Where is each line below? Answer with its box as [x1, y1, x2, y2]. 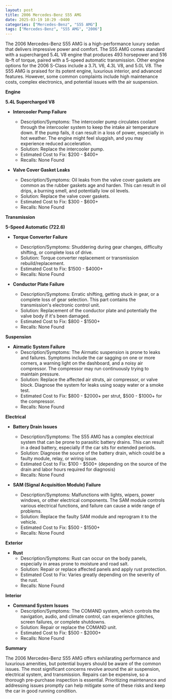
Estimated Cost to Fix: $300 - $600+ [20, 199, 99, 205]
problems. [20, 508, 42, 514]
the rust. [20, 577, 39, 583]
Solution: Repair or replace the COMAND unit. [20, 625, 117, 631]
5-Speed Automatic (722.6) [5, 224, 65, 230]
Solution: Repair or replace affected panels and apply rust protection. [20, 566, 167, 573]
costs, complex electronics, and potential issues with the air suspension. [5, 79, 159, 85]
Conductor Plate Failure [12, 281, 65, 288]
